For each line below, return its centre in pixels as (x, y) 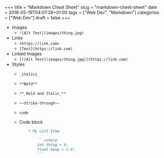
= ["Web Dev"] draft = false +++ (37, 18)
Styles (18, 64)
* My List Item (44, 131)
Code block (31, 122)
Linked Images (27, 54)
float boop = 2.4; (56, 149)
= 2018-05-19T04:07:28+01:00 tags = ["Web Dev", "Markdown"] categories (82, 12)
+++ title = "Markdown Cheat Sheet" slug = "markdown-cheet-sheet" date (81, 7)
